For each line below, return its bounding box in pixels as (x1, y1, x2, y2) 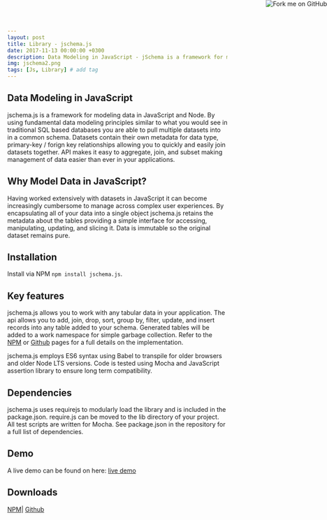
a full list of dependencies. (7, 428, 84, 436)
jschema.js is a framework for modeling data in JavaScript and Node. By (7, 110, 215, 119)
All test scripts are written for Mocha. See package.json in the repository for (7, 420, 226, 429)
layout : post (7, 34, 45, 41)
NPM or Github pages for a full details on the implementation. (7, 339, 184, 347)
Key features (7, 290, 64, 302)
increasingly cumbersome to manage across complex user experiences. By (7, 201, 224, 209)
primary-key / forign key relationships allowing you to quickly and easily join (7, 140, 226, 149)
